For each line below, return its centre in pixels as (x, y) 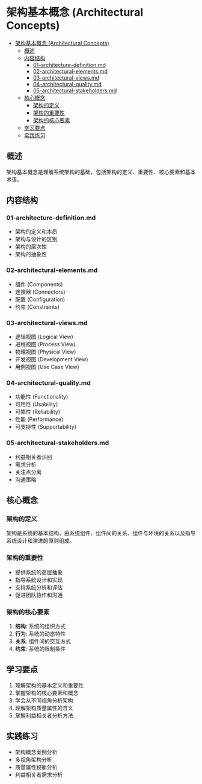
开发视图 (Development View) (51, 359)
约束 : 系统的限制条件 (40, 648)
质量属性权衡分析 (36, 767)
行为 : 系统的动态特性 (40, 633)
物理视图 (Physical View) (45, 352)
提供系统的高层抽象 (39, 572)
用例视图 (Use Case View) (47, 367)
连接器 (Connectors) (40, 292)
